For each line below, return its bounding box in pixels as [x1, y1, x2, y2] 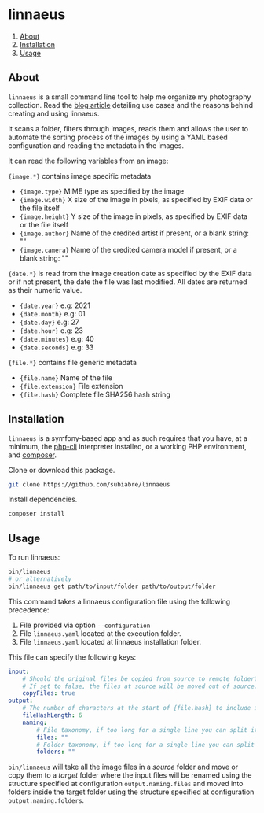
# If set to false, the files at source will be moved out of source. [22, 682, 258, 690]
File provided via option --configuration [19, 620, 151, 630]
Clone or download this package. [8, 465, 115, 475]
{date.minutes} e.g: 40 [19, 334, 94, 343]
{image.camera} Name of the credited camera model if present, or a [19, 245, 237, 254]
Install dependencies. [8, 494, 78, 504]
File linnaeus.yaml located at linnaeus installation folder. [19, 637, 202, 646]
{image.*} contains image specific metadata [8, 171, 152, 180]
